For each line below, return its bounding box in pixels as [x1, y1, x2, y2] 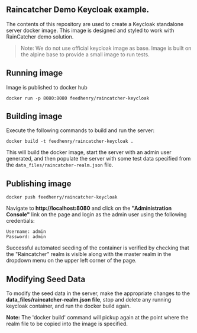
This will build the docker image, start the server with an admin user [6, 149, 172, 156]
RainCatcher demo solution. [6, 33, 74, 40]
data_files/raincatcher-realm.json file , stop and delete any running [6, 296, 172, 303]
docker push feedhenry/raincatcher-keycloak [6, 194, 118, 200]
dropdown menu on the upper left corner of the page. [6, 257, 137, 264]
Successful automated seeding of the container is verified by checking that [6, 244, 189, 251]
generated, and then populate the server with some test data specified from [6, 155, 191, 162]
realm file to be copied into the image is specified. [6, 320, 128, 328]
